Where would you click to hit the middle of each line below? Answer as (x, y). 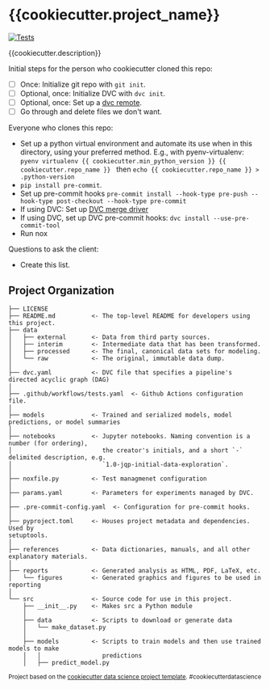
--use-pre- (231, 219)
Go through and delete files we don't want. (91, 112)
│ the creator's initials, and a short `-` (126, 450)
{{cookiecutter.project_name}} (114, 15)
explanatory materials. (48, 556)
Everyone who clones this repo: (61, 128)
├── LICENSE (28, 309)
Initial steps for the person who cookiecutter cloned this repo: (111, 68)
